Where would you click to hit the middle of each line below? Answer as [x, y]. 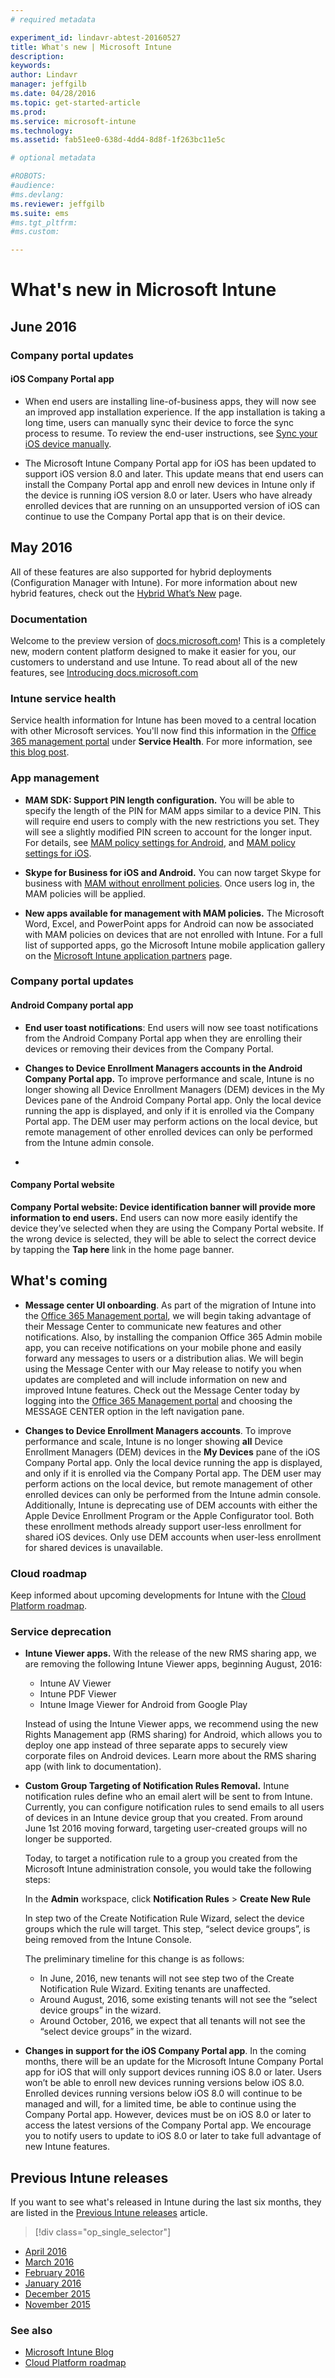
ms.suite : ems [40, 213]
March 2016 [49, 2262]
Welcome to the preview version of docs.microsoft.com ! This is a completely [168, 640]
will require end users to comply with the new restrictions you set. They [172, 821]
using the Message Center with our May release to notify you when [163, 1368]
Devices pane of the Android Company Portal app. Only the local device [173, 1100]
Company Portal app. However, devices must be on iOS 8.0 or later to [168, 2115]
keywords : [31, 66]
